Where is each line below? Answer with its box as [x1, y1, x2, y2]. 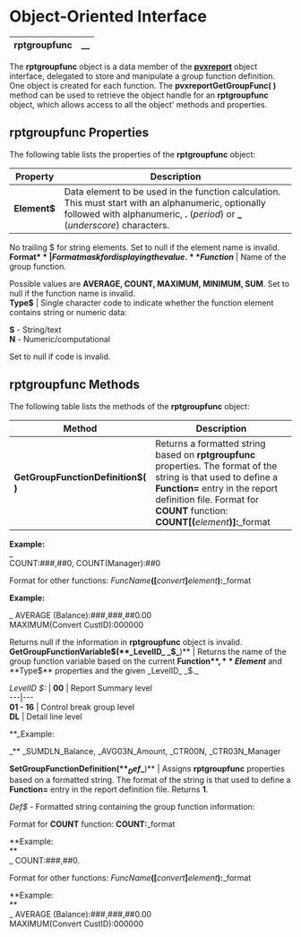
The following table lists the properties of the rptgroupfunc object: [9, 149, 256, 159]
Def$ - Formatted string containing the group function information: [9, 802, 255, 812]
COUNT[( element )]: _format [155, 515, 271, 528]
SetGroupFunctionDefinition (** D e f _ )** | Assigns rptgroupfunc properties [9, 763, 285, 776]
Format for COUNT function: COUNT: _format [9, 819, 176, 830]
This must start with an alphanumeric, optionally [64, 196, 266, 209]
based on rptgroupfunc [155, 448, 256, 460]
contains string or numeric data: [9, 306, 128, 317]
